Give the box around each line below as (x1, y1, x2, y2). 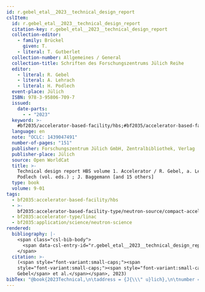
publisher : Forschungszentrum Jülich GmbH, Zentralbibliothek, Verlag (12, 145, 195, 152)
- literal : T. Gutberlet (17, 49, 81, 55)
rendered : (6, 225, 32, 231)
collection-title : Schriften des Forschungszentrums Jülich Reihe (12, 60, 184, 66)
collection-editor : (12, 32, 62, 38)
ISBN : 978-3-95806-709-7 (12, 94, 75, 100)
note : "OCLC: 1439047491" (12, 134, 78, 141)
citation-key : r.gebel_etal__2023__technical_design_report (12, 26, 168, 32)
